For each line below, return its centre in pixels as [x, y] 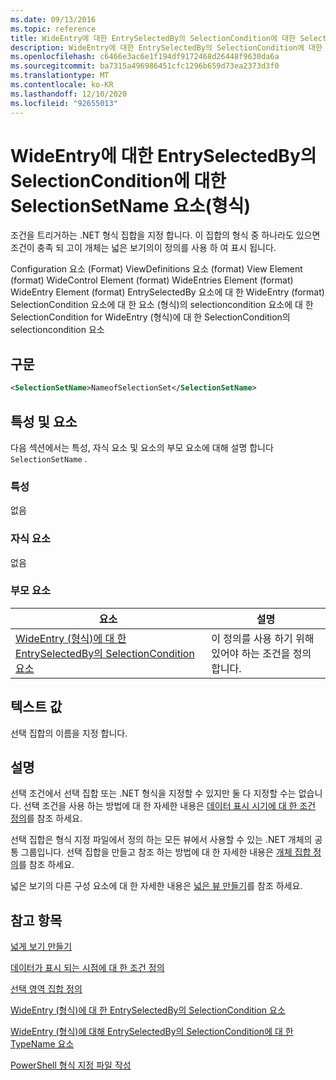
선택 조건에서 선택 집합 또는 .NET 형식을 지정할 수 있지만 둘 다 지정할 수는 [153, 793]
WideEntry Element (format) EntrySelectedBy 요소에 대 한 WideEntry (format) [167, 292]
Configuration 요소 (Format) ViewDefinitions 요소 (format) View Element [156, 269]
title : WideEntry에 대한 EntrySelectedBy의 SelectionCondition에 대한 [153, 38]
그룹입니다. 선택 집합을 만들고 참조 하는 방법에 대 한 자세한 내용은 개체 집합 [166, 852]
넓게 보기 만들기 [41, 947]
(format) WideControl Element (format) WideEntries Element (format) [152, 280]
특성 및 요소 [44, 421]
